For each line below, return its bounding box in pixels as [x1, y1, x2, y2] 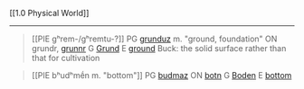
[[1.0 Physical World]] [9, 8, 90, 18]
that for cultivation [31, 53, 100, 63]
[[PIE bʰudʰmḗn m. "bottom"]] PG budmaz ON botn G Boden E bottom [31, 70, 292, 80]
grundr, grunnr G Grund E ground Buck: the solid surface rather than [31, 43, 287, 53]
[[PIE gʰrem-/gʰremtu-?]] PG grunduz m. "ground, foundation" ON [31, 33, 278, 44]
